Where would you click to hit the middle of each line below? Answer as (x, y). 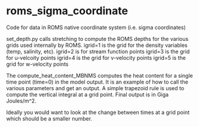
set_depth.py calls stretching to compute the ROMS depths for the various (97, 39)
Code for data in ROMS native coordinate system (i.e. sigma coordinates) (96, 27)
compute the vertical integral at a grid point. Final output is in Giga (88, 94)
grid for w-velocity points (37, 64)
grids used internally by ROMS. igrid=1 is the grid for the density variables (97, 45)
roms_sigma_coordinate (67, 11)
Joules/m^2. (22, 101)
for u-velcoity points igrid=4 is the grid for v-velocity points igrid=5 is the (96, 58)
